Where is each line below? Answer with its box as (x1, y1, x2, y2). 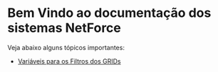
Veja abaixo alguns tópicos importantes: (7, 43, 125, 52)
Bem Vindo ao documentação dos (7, 5, 212, 21)
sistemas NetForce (7, 20, 121, 36)
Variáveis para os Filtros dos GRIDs (17, 56, 121, 65)
